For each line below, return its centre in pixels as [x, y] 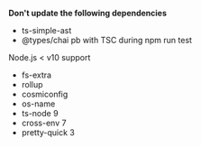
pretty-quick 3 [48, 133]
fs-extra [36, 75]
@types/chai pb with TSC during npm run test [107, 40]
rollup [32, 84]
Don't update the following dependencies [88, 13]
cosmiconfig [45, 94]
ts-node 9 [40, 113]
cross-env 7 [44, 123]
